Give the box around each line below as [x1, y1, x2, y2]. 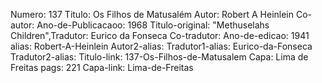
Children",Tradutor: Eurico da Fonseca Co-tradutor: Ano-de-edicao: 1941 [10, 30, 310, 41]
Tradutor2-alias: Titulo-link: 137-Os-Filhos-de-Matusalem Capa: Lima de [10, 51, 309, 63]
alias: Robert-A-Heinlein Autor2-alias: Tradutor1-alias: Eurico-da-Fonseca [10, 40, 313, 52]
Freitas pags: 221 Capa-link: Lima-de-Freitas [10, 62, 194, 73]
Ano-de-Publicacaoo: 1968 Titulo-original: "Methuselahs [36, 19, 270, 31]
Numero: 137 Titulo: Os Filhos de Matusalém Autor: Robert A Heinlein [10, 9, 295, 20]
